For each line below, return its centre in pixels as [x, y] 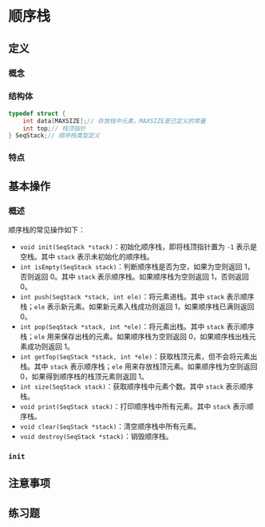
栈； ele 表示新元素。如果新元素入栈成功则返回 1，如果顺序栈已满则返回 [137, 306]
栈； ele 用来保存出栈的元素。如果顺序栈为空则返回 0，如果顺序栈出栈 [134, 336]
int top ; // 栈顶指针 [54, 129]
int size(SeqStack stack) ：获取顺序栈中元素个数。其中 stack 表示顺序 [136, 386]
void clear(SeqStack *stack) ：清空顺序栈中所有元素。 [110, 426]
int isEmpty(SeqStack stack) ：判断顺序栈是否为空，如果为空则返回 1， [137, 266]
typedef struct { [37, 113]
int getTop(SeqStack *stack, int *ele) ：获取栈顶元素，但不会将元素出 [138, 356]
